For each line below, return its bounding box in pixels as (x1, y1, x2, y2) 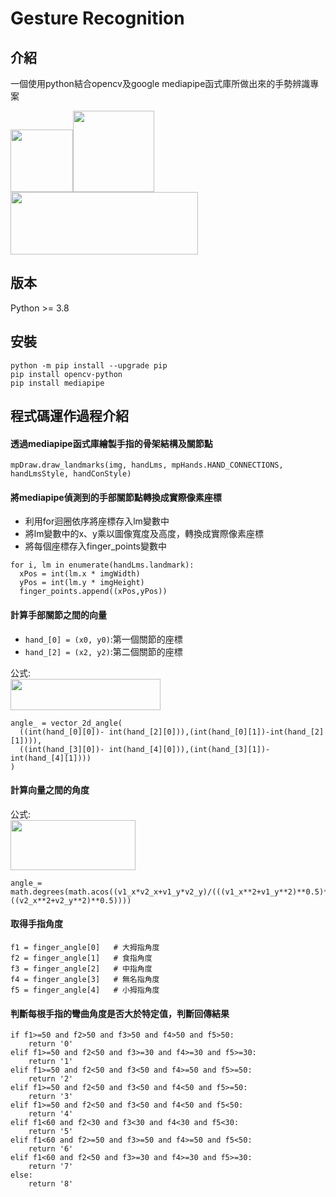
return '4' (28, 1109, 74, 1119)
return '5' (28, 1127, 74, 1137)
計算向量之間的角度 (10, 784, 90, 796)
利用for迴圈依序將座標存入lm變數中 (24, 515, 170, 527)
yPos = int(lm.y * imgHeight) (19, 578, 145, 588)
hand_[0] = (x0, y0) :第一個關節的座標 (24, 633, 183, 645)
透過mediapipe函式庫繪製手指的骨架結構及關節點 (10, 437, 213, 449)
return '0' (28, 1039, 74, 1049)
